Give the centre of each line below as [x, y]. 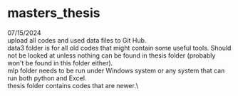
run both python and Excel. [47, 78]
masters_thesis [54, 13]
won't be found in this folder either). [60, 63]
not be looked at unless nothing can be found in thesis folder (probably [112, 55]
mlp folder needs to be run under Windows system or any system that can [116, 70]
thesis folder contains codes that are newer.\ [73, 85]
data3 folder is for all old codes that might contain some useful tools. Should [119, 48]
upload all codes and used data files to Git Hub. [77, 40]
